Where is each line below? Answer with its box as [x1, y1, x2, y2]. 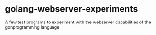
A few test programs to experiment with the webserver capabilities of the [5, 19, 152, 25]
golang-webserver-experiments [5, 3, 138, 14]
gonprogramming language [5, 24, 60, 30]
